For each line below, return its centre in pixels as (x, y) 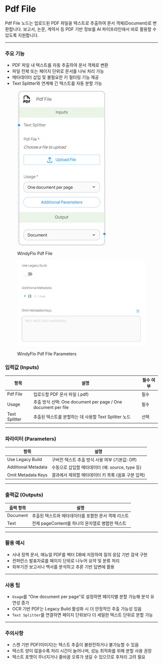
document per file (51, 407)
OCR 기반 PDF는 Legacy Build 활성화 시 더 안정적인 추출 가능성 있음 (77, 609)
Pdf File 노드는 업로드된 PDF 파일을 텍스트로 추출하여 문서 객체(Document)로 (78, 23)
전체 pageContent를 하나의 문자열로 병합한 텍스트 (79, 523)
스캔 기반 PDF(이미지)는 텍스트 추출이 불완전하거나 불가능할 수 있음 (75, 645)
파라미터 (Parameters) (31, 439)
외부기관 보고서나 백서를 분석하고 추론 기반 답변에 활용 (63, 567)
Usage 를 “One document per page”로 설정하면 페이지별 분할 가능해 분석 (81, 597)
